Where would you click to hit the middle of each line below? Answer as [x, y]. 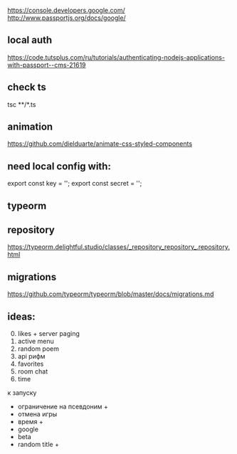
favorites [31, 364]
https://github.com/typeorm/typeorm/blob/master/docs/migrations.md [111, 294]
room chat [33, 371]
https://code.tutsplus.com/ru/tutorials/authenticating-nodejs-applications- [116, 57]
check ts [27, 87]
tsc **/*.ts [22, 104]
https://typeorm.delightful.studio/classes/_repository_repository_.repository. [118, 247]
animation [30, 127]
